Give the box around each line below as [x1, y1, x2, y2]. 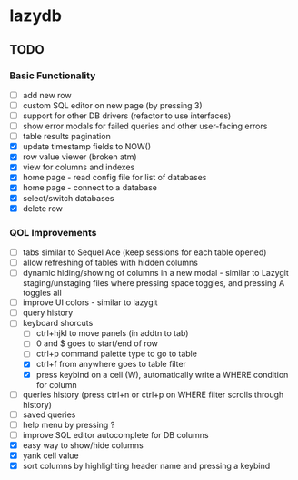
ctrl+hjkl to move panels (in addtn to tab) [35, 328, 189, 339]
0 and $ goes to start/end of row [35, 338, 159, 349]
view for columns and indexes [22, 161, 135, 173]
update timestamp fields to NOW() [22, 141, 152, 152]
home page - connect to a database [22, 182, 157, 193]
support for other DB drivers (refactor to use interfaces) [22, 110, 232, 121]
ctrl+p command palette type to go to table [35, 348, 198, 360]
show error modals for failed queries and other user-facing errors [22, 120, 268, 132]
